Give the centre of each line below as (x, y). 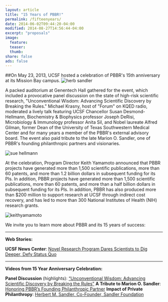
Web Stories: (19, 239)
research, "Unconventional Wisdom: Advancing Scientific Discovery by (78, 101)
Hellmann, (16, 117)
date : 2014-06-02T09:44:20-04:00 (40, 24)
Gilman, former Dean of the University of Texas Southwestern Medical (77, 128)
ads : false (16, 61)
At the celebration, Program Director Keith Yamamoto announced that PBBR (83, 163)
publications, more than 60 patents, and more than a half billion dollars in (80, 184)
